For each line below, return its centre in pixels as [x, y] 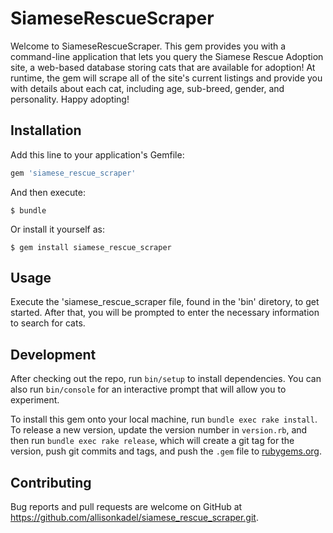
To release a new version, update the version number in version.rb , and [159, 430]
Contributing [51, 482]
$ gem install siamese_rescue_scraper [91, 247]
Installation [46, 130]
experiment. [35, 400]
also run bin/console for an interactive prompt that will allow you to [148, 389]
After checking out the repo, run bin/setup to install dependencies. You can [166, 379]
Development [53, 354]
